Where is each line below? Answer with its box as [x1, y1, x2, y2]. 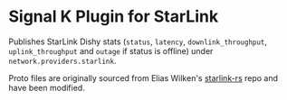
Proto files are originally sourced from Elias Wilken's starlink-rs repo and [8, 72, 278, 83]
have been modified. [8, 82, 85, 93]
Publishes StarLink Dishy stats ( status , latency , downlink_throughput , [8, 36, 268, 47]
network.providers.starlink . [8, 55, 117, 66]
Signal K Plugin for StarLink [8, 6, 219, 27]
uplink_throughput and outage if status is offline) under [8, 45, 214, 56]
